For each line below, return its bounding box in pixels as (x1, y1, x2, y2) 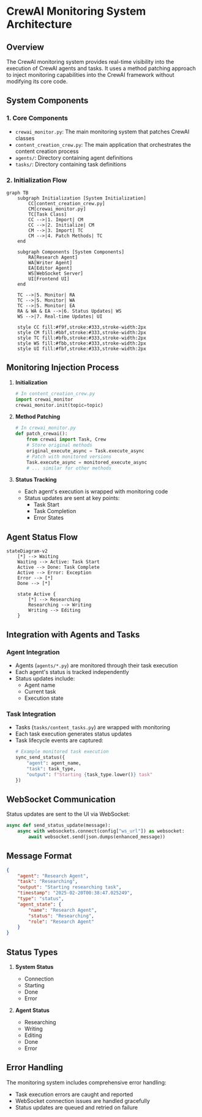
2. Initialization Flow (6, 176, 67, 184)
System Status (15, 963, 54, 971)
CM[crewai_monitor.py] (28, 206, 86, 212)
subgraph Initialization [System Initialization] (17, 195, 147, 201)
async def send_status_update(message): (6, 822, 111, 829)
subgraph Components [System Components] (17, 249, 124, 255)
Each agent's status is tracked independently (15, 668, 130, 675)
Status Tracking (15, 476, 57, 484)
